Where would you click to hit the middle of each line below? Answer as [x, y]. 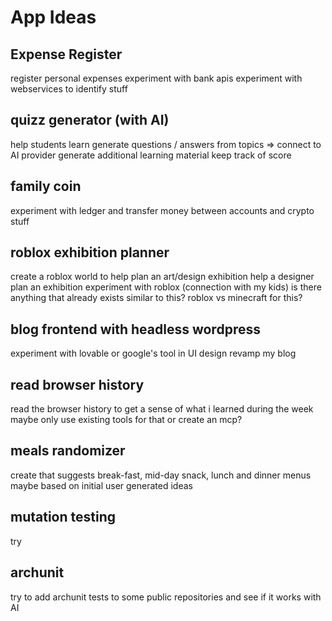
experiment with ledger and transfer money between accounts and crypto [162, 210]
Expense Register [66, 54]
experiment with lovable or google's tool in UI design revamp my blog [153, 353]
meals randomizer [68, 451]
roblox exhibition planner [90, 252]
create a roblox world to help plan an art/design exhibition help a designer [162, 277]
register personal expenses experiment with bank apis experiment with [156, 78]
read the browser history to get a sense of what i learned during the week [162, 409]
